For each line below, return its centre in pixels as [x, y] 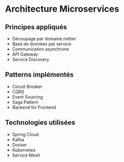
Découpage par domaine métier [44, 39]
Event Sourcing [27, 97]
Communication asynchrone [41, 49]
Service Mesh [26, 155]
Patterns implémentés [40, 75]
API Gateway [25, 54]
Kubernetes [24, 150]
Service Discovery [31, 59]
